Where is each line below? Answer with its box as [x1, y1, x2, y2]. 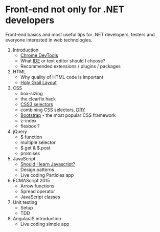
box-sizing [20, 90, 43, 96]
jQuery [12, 128, 27, 134]
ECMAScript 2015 [12, 177, 50, 183]
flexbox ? [20, 123, 40, 129]
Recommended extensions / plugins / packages [20, 63, 121, 69]
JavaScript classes [20, 194, 60, 200]
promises [20, 150, 40, 156]
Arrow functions [20, 183, 55, 189]
